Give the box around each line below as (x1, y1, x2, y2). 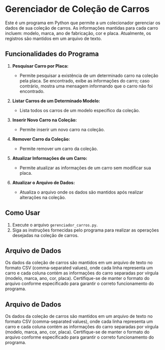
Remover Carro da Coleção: (12, 136, 70, 142)
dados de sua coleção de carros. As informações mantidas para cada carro (5, 25, 159, 31)
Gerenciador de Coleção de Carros (5, 3, 150, 15)
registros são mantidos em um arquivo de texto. (5, 36, 102, 41)
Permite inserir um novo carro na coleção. (19, 126, 105, 132)
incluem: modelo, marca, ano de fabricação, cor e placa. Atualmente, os (5, 30, 151, 36)
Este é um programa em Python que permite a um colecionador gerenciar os (5, 20, 161, 26)
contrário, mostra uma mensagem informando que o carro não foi (19, 83, 153, 89)
